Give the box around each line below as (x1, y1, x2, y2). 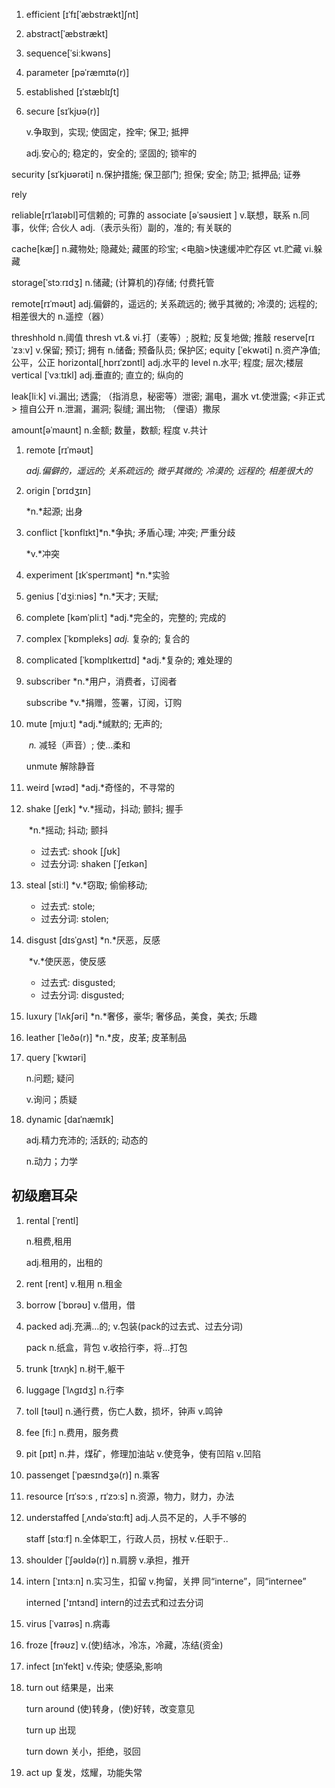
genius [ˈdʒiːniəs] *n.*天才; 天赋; (25, 590, 159, 602)
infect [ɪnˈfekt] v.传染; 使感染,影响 (25, 1660, 163, 1672)
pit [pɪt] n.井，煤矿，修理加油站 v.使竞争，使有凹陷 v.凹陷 (25, 1447, 262, 1459)
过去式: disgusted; (40, 977, 116, 988)
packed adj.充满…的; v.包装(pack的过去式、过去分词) (25, 1320, 244, 1332)
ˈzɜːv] (11, 344, 34, 356)
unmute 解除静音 (25, 760, 96, 772)
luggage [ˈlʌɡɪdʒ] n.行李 (25, 1384, 125, 1396)
